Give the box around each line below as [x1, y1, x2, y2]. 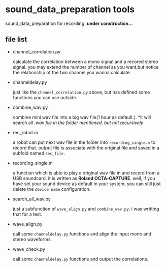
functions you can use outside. [12, 94, 78, 100]
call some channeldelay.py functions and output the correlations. [12, 256, 149, 262]
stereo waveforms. [12, 236, 52, 242]
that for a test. [12, 211, 42, 217]
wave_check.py [12, 246, 46, 252]
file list [5, 35, 27, 44]
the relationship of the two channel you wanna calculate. [12, 69, 131, 75]
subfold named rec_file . [12, 150, 65, 156]
